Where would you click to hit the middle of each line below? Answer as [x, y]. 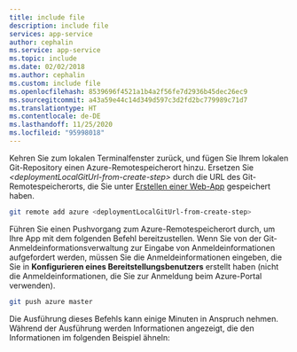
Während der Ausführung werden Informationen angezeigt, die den [132, 328]
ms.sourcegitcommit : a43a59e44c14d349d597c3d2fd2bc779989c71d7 [129, 100]
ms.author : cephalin [47, 75]
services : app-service [51, 34]
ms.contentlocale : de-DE [55, 116]
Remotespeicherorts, [47, 186]
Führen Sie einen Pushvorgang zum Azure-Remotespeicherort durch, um [142, 229]
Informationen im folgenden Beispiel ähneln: [90, 337]
